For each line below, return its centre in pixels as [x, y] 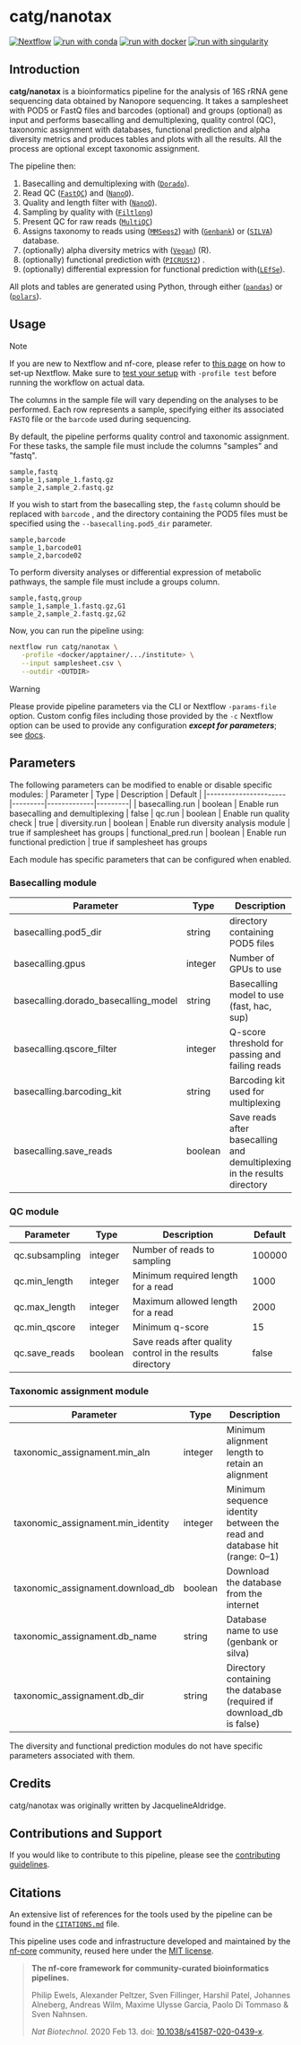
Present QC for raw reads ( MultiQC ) [87, 221]
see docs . [28, 735]
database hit [253, 1545]
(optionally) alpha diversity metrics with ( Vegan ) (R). [117, 250]
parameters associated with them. [72, 1755]
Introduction [45, 70]
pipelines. [50, 1978]
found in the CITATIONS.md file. [64, 1924]
